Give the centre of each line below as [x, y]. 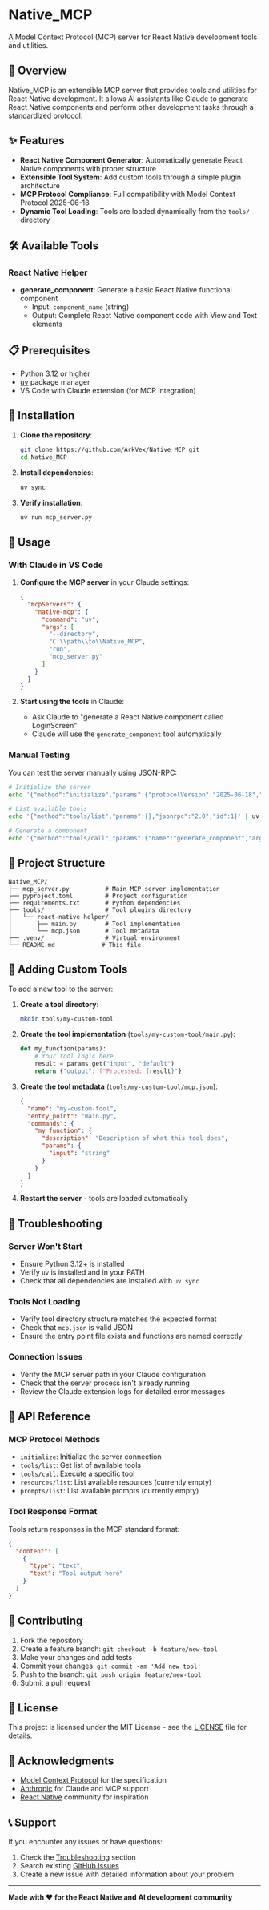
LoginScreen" [54, 726]
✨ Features [36, 141]
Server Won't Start [45, 1246]
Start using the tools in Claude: [72, 702]
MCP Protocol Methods [54, 1440]
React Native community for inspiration [84, 1797]
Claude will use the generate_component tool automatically [126, 734]
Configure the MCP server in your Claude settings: [104, 582]
